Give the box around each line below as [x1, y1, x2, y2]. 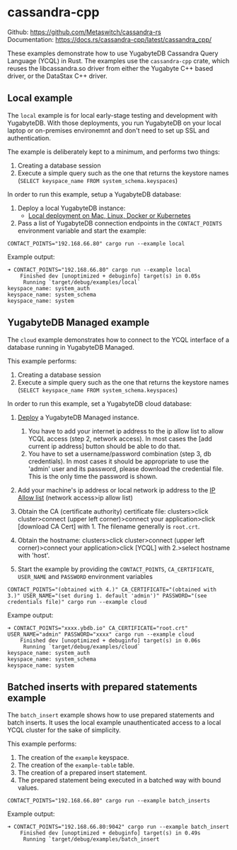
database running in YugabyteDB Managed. [7, 343, 134, 351]
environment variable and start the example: [17, 226, 146, 235]
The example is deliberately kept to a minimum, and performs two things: [7, 147, 221, 156]
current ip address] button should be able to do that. [28, 441, 181, 451]
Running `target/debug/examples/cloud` [23, 643, 141, 650]
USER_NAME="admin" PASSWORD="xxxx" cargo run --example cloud [7, 631, 195, 638]
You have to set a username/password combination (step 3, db [28, 449, 212, 458]
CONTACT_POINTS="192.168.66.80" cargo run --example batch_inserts [7, 797, 211, 805]
